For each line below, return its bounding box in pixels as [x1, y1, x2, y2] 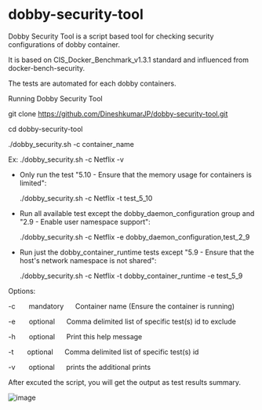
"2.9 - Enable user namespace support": [19, 217, 151, 226]
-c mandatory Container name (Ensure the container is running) [8, 301, 235, 311]
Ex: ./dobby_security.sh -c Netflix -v [8, 155, 124, 164]
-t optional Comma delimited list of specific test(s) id [8, 347, 199, 357]
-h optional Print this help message [8, 331, 143, 341]
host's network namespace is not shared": [19, 255, 157, 265]
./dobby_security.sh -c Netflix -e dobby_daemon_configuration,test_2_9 [19, 232, 250, 241]
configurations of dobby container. [8, 39, 120, 49]
